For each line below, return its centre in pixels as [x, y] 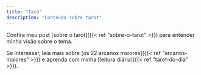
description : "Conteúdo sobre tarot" [54, 18]
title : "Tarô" [24, 12]
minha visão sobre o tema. [40, 41]
